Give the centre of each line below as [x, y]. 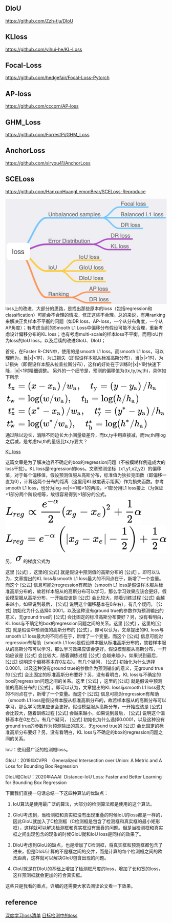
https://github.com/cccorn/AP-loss [42, 106]
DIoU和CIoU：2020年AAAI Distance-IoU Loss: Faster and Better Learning [84, 776]
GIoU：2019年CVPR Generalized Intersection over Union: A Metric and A [84, 760]
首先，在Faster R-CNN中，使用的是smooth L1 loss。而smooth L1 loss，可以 [85, 352]
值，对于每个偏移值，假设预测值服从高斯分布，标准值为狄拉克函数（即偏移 [84, 475]
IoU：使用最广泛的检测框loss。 [38, 749]
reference [21, 902]
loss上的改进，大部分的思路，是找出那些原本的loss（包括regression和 [79, 309]
